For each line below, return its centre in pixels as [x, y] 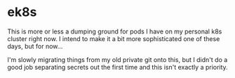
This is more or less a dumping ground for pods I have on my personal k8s [115, 31]
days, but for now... [35, 46]
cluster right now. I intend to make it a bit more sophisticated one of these [114, 38]
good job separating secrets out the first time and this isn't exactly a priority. [117, 67]
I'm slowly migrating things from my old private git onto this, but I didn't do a [117, 59]
